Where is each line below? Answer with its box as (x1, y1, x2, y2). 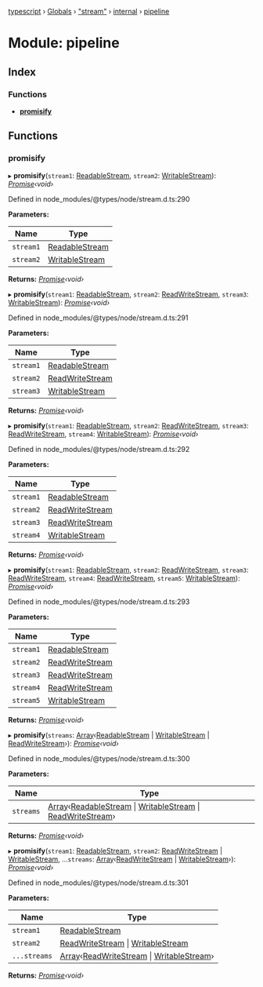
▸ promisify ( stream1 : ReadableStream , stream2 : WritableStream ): (8, 170, 217, 180)
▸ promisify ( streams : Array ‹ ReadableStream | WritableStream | (8, 730, 210, 740)
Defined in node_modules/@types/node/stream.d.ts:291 (8, 313, 189, 322)
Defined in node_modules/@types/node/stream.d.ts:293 (8, 596, 190, 606)
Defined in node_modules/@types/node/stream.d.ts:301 (8, 878, 189, 887)
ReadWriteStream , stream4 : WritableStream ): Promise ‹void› (8, 429, 199, 439)
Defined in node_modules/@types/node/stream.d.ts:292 (8, 444, 190, 453)
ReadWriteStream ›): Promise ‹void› (8, 738, 119, 748)
